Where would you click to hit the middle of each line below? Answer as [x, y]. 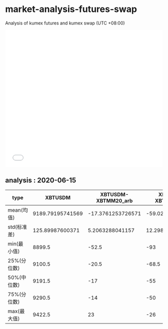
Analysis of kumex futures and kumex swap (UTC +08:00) [65, 23]
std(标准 [17, 227]
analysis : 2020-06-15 [41, 180]
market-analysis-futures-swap [71, 9]
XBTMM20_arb [114, 201]
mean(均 [18, 210]
